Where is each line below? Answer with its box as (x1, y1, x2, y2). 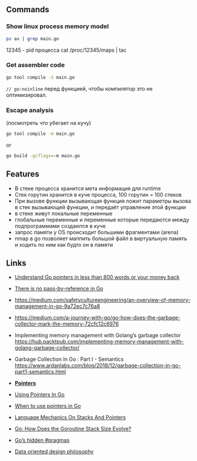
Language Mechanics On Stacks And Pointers (14, 414, 126, 421)
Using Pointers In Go (14, 391, 65, 398)
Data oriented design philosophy (14, 448, 94, 455)
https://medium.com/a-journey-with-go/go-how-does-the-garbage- (14, 314, 181, 321)
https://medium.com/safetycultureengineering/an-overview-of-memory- (14, 297, 191, 304)
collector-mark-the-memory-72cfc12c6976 (14, 320, 119, 327)
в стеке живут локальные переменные (14, 210, 113, 217)
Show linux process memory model (6, 22, 109, 31)
